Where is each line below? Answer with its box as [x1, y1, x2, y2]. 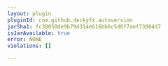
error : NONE [7, 36, 42, 43]
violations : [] [7, 42, 52, 49]
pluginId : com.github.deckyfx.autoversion [7, 17, 133, 24]
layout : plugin [7, 10, 52, 17]
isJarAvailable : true [7, 29, 71, 37]
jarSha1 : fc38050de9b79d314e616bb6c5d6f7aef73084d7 [7, 23, 161, 30]
